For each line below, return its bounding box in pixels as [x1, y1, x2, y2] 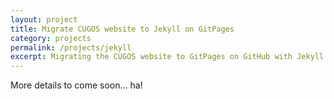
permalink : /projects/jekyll [10, 42, 132, 53]
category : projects [10, 33, 92, 43]
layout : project [10, 14, 78, 25]
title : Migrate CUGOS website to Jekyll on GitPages [10, 24, 235, 34]
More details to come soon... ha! [10, 79, 143, 91]
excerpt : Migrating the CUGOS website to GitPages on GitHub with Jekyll [10, 52, 325, 62]
